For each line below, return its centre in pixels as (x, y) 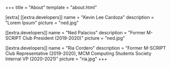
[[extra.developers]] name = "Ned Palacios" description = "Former (76, 32)
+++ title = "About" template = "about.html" (51, 7)
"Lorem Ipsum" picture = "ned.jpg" (42, 23)
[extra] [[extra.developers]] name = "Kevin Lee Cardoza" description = (80, 17)
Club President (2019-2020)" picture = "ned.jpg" (74, 38)
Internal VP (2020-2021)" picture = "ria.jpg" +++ (56, 59)
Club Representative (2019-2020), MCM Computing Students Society (79, 53)
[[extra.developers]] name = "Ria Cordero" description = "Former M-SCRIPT (86, 48)
